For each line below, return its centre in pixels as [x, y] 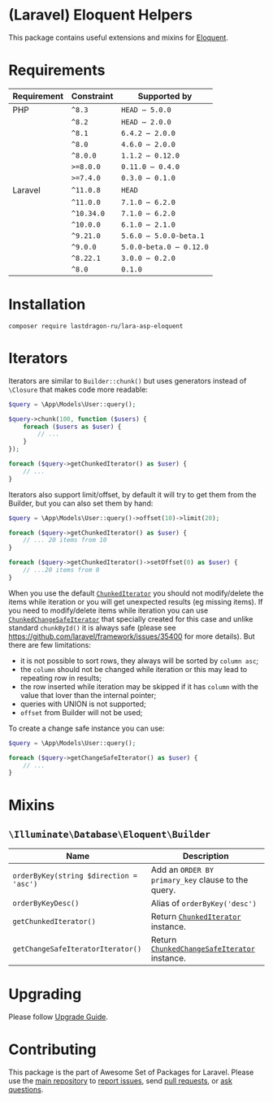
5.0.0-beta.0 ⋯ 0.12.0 [165, 247]
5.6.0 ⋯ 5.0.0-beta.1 [163, 236]
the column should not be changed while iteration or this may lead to [134, 669]
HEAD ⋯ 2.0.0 [147, 122]
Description [206, 857]
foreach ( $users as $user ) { [72, 427]
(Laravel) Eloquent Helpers [101, 15]
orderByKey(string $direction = [75, 876]
